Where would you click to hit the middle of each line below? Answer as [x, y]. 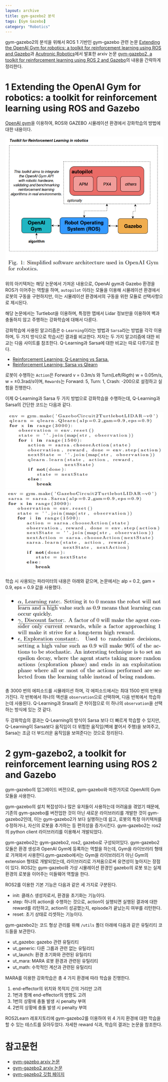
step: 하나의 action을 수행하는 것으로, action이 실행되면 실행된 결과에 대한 [85, 902]
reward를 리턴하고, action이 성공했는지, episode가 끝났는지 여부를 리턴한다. [87, 908]
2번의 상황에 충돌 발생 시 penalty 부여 [49, 1007]
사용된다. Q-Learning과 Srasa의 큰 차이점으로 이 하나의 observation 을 [84, 703]
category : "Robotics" [28, 27]
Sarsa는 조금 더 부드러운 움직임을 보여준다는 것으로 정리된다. [65, 733]
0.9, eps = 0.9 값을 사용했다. [34, 587]
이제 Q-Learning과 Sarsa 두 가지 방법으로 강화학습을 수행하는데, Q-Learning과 [83, 398]
